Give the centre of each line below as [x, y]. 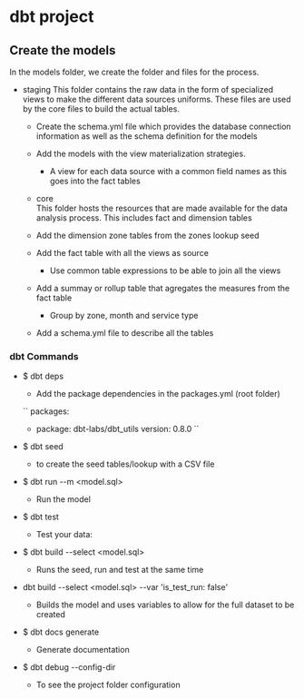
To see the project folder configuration [108, 685]
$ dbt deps [43, 376]
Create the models [63, 50]
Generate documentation [83, 650]
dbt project [52, 17]
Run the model [63, 499]
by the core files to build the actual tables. [101, 109]
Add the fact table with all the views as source [122, 253]
